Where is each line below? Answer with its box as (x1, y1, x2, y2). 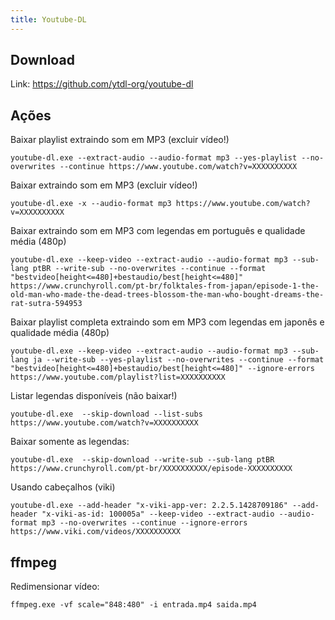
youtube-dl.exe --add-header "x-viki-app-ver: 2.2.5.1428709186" (10, 501, 288, 511)
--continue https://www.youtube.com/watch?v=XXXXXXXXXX (59, 162, 298, 172)
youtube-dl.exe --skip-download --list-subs (10, 409, 203, 420)
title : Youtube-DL (10, 14, 87, 25)
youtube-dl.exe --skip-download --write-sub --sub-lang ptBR (10, 455, 275, 465)
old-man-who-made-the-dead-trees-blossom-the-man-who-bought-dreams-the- (10, 290, 325, 300)
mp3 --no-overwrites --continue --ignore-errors (41, 518, 248, 528)
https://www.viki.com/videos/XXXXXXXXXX (10, 527, 182, 537)
